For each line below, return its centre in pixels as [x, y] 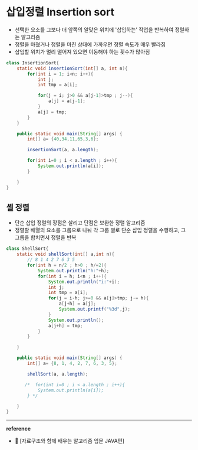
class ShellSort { [27, 249]
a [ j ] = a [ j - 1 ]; [67, 101]
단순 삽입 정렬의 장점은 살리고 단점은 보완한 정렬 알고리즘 [80, 223]
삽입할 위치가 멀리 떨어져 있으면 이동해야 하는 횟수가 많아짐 [82, 51]
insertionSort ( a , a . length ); [63, 150]
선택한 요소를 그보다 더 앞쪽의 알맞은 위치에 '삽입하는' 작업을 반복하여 [94, 30]
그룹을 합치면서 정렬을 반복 [45, 237]
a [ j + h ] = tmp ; [65, 325]
